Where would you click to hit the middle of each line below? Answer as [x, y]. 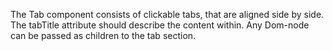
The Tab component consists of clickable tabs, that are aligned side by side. [167, 14]
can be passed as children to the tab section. [103, 35]
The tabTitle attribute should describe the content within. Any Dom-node [160, 25]
